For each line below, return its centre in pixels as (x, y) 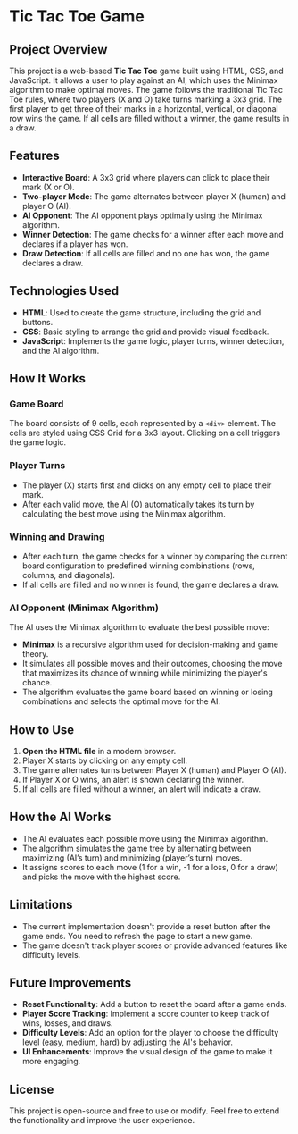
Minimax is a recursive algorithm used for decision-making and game (150, 644)
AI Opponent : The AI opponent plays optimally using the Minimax (142, 215)
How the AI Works (60, 817)
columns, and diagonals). (69, 575)
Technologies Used (64, 291)
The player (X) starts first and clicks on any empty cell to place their (147, 485)
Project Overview (58, 50)
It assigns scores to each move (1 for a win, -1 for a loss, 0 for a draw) (150, 867)
